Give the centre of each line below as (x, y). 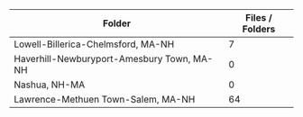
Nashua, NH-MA (50, 85)
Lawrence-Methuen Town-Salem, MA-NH (105, 99)
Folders (259, 29)
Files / (258, 18)
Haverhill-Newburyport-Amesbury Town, (102, 59)
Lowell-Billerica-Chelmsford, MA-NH (94, 44)
